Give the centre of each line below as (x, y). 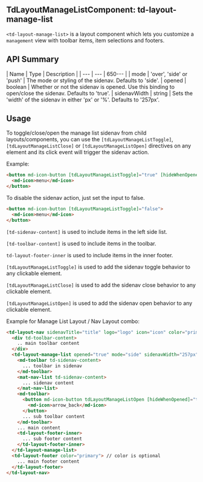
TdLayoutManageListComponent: (71, 10)
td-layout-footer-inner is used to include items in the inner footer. (90, 255)
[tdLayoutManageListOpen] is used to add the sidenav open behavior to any (99, 303)
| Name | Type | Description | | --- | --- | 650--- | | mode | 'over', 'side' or (97, 74)
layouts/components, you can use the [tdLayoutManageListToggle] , (90, 140)
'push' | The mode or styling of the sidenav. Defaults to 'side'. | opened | (96, 80)
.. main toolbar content (48, 344)
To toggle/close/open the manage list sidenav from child (76, 133)
